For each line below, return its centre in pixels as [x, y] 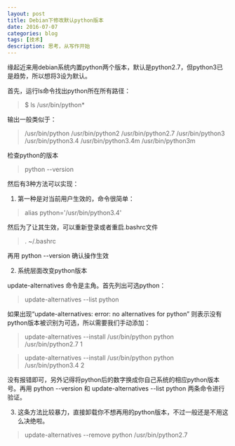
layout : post [26, 14]
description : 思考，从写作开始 [49, 46]
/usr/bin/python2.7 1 [53, 344]
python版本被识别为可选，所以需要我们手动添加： [79, 323]
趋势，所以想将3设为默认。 [52, 76]
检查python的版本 [33, 155]
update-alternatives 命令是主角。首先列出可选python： [87, 285]
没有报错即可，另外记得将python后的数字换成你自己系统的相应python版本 [113, 380]
